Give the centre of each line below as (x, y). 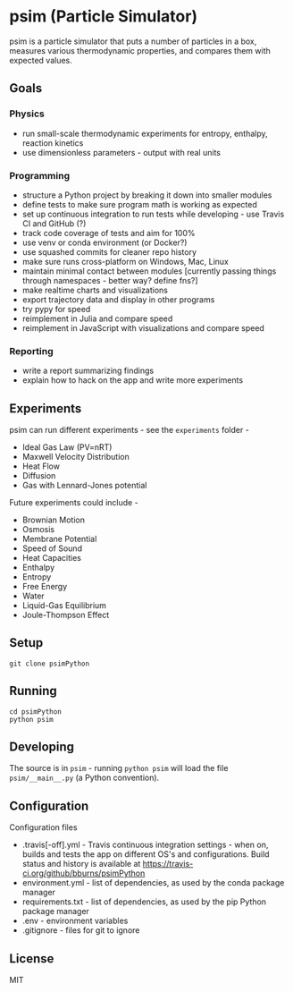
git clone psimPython (50, 664)
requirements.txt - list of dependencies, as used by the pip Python (144, 902)
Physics (27, 114)
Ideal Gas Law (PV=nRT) (67, 447)
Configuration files (43, 827)
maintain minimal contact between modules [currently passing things (149, 271)
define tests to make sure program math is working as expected (139, 204)
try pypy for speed (56, 309)
